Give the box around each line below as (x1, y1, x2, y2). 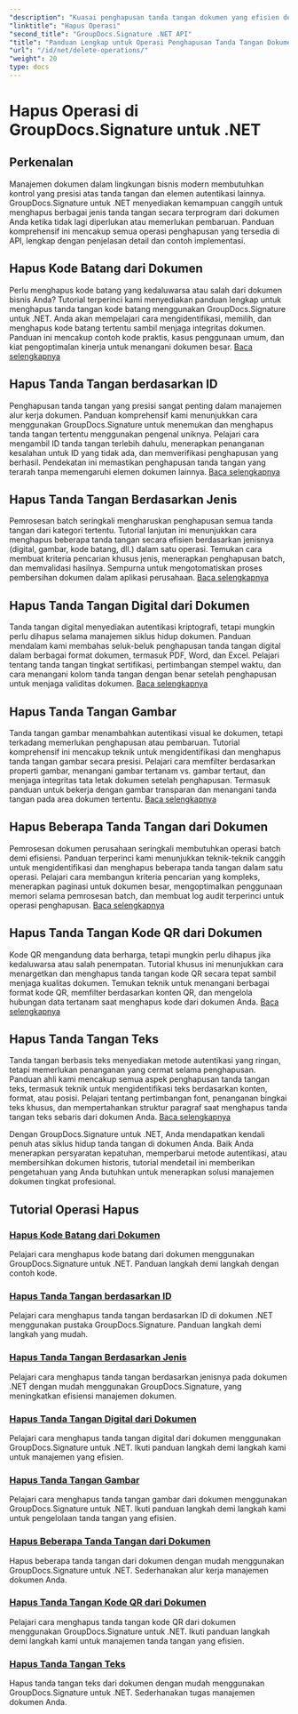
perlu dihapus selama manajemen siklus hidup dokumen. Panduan (9, 631, 251, 642)
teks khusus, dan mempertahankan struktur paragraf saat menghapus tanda (9, 1102, 288, 1113)
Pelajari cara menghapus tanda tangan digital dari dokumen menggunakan (9, 1432, 282, 1443)
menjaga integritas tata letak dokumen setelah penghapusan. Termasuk (9, 774, 271, 785)
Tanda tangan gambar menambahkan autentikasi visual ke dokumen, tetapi (9, 727, 284, 738)
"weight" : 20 (9, 54, 58, 63)
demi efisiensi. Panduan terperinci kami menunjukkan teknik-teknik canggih (9, 853, 286, 863)
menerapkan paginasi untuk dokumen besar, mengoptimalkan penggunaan (9, 881, 283, 892)
